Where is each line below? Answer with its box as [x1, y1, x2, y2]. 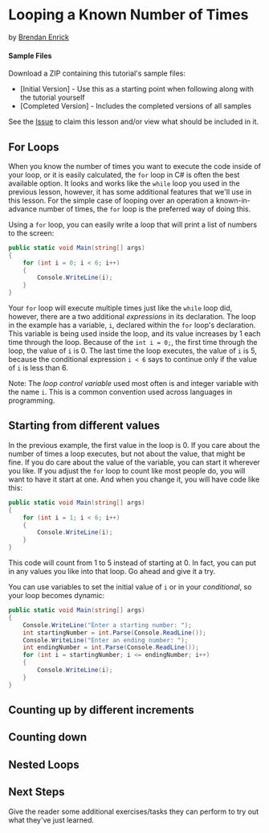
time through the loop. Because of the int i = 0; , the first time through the [8, 338, 258, 347]
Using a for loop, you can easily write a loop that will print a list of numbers [8, 220, 258, 229]
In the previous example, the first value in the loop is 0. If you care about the [8, 440, 260, 449]
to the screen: [8, 228, 55, 238]
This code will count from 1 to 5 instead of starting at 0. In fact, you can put [8, 558, 257, 568]
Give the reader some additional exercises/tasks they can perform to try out [8, 806, 259, 816]
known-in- [215, 195, 251, 205]
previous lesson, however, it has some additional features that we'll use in [8, 187, 252, 196]
